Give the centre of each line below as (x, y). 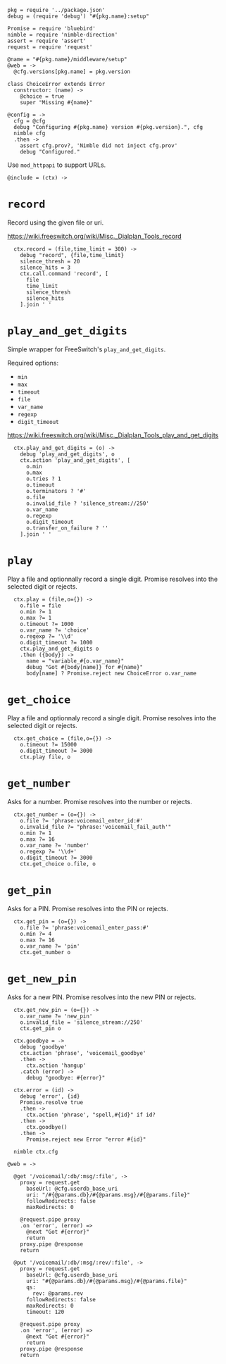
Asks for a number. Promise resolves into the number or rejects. (100, 801)
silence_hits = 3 (45, 268)
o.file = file (40, 606)
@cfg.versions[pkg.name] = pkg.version (72, 72)
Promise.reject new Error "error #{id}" (86, 1139)
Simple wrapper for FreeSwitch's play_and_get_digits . (87, 349)
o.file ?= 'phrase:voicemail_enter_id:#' (81, 820)
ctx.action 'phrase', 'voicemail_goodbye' (83, 1053)
